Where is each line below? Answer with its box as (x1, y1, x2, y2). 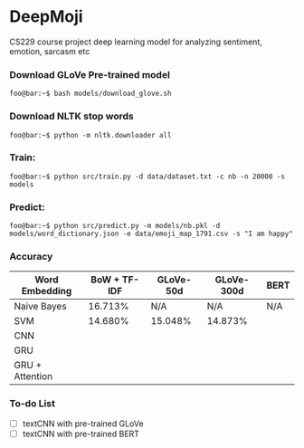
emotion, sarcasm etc (9, 45, 90, 56)
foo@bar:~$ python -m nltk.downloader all (9, 130, 172, 139)
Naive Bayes (14, 300, 67, 313)
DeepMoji (9, 6, 83, 27)
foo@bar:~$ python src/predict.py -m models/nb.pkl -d (9, 222, 221, 231)
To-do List (9, 397, 56, 410)
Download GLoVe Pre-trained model (9, 68, 170, 81)
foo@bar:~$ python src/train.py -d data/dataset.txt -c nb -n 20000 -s (9, 172, 285, 181)
